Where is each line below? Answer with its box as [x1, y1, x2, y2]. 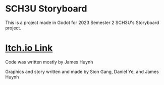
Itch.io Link [5, 42, 53, 54]
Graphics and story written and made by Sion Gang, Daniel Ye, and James [5, 68, 159, 74]
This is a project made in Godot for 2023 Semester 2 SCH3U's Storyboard [5, 19, 159, 25]
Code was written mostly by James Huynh [5, 58, 93, 65]
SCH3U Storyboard [5, 3, 87, 14]
